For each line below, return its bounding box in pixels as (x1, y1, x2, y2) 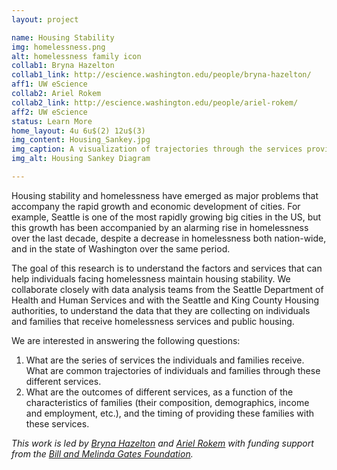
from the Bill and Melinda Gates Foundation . (11, 447, 194, 460)
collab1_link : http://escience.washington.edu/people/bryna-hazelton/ (11, 70, 312, 80)
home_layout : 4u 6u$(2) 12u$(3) (11, 126, 146, 136)
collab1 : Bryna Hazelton (11, 61, 115, 71)
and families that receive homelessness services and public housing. (11, 315, 295, 327)
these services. (25, 417, 90, 430)
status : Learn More (11, 116, 93, 126)
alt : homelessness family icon (11, 51, 142, 61)
